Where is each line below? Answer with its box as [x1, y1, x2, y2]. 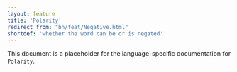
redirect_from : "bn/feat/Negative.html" [7, 23, 129, 30]
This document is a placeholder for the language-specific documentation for [7, 49, 231, 58]
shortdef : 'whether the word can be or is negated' [7, 30, 163, 37]
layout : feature [7, 10, 55, 18]
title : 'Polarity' [7, 17, 62, 24]
